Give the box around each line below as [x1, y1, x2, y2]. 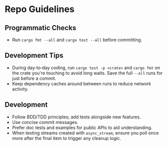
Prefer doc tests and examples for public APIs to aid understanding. [12, 124, 152, 130]
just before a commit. [12, 75, 56, 81]
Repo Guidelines [5, 4, 75, 15]
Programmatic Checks [5, 24, 76, 32]
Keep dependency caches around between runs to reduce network [12, 80, 151, 86]
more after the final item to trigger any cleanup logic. [12, 135, 121, 141]
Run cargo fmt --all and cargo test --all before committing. [12, 37, 142, 43]
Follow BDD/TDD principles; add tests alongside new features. [12, 114, 141, 120]
